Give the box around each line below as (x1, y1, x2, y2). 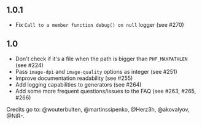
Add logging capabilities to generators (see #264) (15, 80, 142, 88)
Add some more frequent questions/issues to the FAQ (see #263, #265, (15, 87, 196, 95)
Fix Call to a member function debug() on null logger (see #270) (15, 21, 184, 28)
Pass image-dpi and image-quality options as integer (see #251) (15, 68, 177, 75)
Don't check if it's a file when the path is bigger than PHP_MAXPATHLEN (15, 55, 188, 62)
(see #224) (15, 61, 44, 69)
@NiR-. (6, 112, 25, 120)
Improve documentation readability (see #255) (15, 74, 133, 82)
